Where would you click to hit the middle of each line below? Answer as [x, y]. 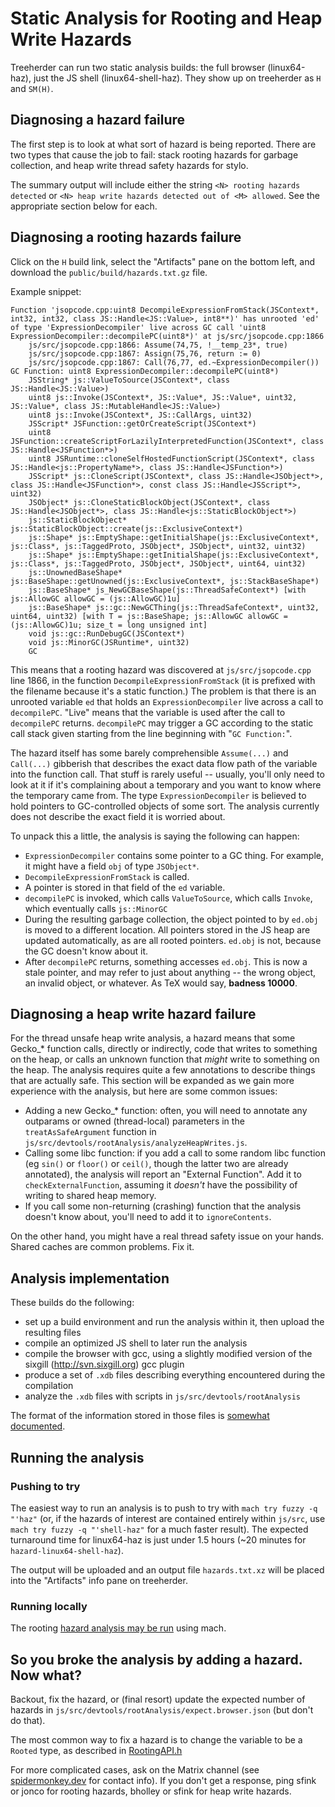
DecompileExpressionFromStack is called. [107, 876]
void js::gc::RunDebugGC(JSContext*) [107, 633]
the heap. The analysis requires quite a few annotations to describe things [163, 1070]
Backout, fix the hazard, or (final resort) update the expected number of [158, 1699]
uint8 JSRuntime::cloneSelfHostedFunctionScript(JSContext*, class [171, 458]
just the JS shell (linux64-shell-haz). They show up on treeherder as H [177, 78]
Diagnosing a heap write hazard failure [133, 1013]
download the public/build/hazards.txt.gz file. [109, 272]
